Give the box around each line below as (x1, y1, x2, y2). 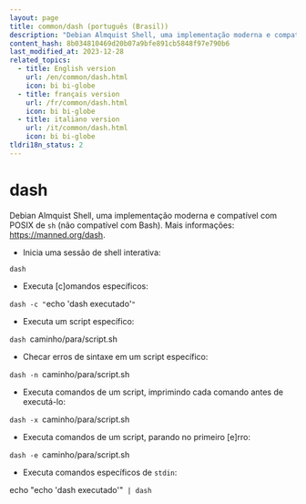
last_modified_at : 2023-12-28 (9, 47, 125, 57)
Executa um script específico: (22, 315, 135, 326)
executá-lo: (22, 396, 66, 406)
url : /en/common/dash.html (25, 73, 128, 82)
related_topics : (9, 56, 71, 65)
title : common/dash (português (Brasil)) (9, 22, 169, 31)
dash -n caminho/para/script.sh (9, 368, 130, 379)
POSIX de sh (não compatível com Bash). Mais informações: (9, 220, 235, 231)
